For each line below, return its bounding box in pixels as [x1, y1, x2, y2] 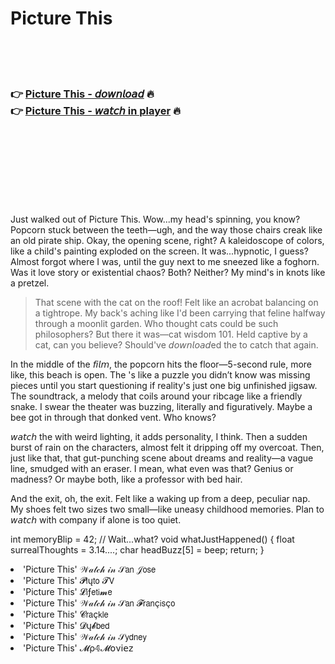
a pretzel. [10, 277, 50, 289]
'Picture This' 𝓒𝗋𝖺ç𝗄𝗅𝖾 [23, 608, 109, 621]
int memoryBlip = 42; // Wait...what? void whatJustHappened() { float [10, 533, 295, 546]
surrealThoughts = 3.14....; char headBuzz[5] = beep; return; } [10, 544, 265, 556]
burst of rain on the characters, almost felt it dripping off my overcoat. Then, [10, 442, 325, 454]
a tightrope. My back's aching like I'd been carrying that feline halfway [34, 307, 326, 319]
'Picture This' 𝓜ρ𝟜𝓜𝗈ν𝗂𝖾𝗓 [23, 642, 134, 654]
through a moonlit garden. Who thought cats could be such [34, 318, 279, 330]
